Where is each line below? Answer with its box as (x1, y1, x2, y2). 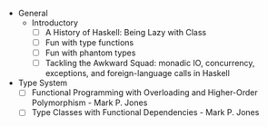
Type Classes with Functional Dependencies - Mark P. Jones (31, 107, 260, 118)
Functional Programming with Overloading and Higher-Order (31, 87, 259, 98)
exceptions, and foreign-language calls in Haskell (45, 68, 230, 79)
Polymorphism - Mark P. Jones (31, 97, 148, 108)
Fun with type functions (45, 37, 134, 48)
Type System (17, 77, 68, 89)
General (17, 8, 48, 18)
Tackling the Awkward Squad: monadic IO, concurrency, (45, 58, 255, 69)
